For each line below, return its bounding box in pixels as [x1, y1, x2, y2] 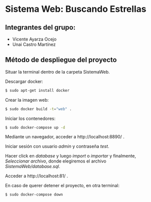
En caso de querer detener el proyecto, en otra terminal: [5, 183, 120, 189]
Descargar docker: [5, 78, 44, 84]
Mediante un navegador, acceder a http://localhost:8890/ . [5, 134, 125, 140]
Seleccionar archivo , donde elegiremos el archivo [5, 158, 106, 164]
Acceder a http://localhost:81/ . [5, 173, 68, 179]
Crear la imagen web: [5, 97, 49, 103]
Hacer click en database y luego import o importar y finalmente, [5, 153, 136, 159]
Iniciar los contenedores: [5, 115, 56, 121]
